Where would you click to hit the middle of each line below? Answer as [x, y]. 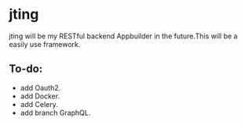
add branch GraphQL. [55, 112]
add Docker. [40, 96]
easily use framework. [45, 44]
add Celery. [39, 104]
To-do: [26, 69]
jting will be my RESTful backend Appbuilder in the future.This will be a [123, 36]
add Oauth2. [40, 87]
